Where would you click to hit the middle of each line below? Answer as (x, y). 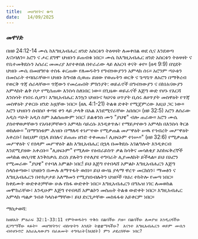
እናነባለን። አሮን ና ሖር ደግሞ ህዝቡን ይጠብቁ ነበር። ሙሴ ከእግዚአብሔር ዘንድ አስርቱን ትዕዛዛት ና (99, 57)
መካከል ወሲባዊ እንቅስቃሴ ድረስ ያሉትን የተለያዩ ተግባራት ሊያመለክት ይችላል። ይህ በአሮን (92, 156)
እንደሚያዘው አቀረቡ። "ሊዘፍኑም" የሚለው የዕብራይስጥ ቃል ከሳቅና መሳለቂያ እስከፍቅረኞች (95, 150)
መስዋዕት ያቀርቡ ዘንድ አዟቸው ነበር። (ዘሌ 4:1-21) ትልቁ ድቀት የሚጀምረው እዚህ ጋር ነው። (95, 103)
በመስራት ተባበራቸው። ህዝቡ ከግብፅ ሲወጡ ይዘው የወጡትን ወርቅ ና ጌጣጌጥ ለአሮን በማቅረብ (96, 77)
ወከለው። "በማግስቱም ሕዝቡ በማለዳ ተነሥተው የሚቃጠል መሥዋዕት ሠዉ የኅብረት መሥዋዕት (98, 130)
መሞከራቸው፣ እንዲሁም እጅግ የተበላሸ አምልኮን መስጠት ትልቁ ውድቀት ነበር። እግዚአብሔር (95, 190)
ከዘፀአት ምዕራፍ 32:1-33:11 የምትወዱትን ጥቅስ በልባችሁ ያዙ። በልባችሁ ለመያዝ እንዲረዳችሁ (93, 220)
